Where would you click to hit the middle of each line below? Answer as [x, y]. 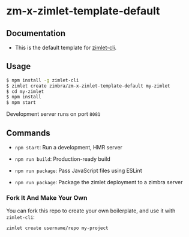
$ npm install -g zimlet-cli [43, 80]
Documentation [36, 33]
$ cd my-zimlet [25, 91]
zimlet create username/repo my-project [58, 228]
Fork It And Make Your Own [47, 197]
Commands [28, 133]
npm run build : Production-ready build [62, 159]
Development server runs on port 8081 [53, 114]
